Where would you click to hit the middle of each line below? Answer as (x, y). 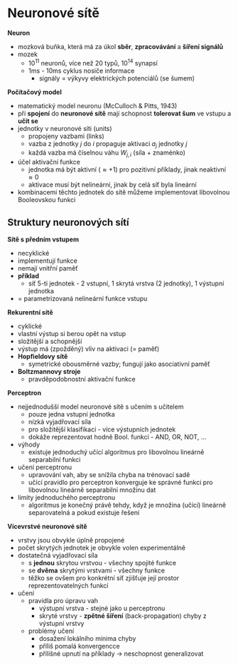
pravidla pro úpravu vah (63, 601)
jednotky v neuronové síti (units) (65, 128)
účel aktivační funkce (49, 162)
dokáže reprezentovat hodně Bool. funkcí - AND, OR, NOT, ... (117, 437)
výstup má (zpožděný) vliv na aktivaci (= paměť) (88, 349)
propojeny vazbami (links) (66, 136)
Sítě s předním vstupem (43, 239)
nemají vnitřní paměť (48, 268)
